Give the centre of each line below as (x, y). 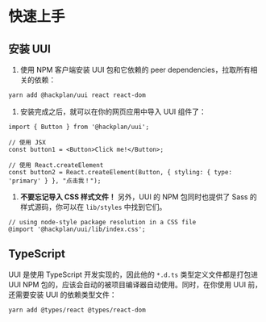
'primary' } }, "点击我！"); (55, 181)
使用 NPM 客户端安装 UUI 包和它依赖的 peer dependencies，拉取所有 (135, 70)
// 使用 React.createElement (56, 165)
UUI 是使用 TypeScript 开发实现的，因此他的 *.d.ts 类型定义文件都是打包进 (133, 274)
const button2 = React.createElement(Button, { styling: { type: (120, 172)
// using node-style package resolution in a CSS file (102, 222)
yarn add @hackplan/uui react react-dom (77, 95)
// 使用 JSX (27, 142)
